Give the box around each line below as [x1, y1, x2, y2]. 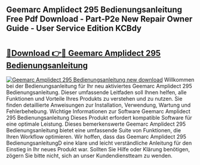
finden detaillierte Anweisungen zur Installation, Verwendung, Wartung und [6, 101, 191, 108]
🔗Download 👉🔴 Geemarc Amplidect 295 [6, 48, 161, 58]
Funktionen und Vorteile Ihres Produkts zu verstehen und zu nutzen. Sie [6, 95, 183, 102]
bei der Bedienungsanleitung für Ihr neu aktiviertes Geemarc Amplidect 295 [6, 83, 192, 89]
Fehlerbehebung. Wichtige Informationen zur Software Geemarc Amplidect [6, 108, 190, 115]
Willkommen [164, 76, 195, 83]
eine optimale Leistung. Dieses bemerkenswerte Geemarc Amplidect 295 [6, 120, 186, 127]
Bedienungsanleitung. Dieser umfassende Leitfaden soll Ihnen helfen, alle [6, 89, 187, 96]
